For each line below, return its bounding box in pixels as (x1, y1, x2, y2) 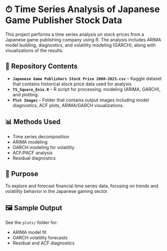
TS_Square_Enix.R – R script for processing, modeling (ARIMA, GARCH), (12, 86, 161, 92)
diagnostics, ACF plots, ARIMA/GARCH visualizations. (12, 102, 125, 108)
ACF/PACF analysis (12, 149, 53, 156)
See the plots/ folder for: (5, 220, 58, 226)
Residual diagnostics (12, 155, 56, 161)
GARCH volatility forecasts (12, 235, 68, 241)
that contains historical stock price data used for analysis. (12, 81, 133, 87)
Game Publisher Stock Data (5, 15, 123, 26)
